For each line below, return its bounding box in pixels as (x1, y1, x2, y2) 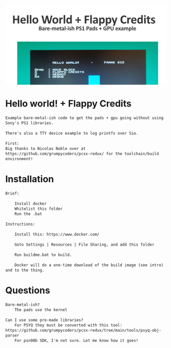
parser (5, 333, 19, 338)
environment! (5, 156, 33, 161)
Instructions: (5, 222, 36, 227)
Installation (5, 173, 54, 185)
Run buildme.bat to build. (14, 252, 72, 257)
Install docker (14, 201, 47, 206)
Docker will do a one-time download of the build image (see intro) (14, 263, 164, 268)
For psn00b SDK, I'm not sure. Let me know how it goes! (14, 338, 139, 343)
